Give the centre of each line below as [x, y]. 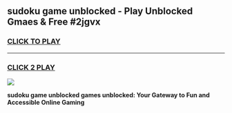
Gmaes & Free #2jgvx [54, 22]
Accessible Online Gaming [46, 102]
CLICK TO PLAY [34, 42]
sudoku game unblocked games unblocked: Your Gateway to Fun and [109, 95]
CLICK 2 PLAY [31, 67]
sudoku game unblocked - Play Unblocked [100, 11]
